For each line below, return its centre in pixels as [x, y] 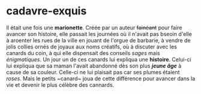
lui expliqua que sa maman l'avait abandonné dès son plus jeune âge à [94, 66]
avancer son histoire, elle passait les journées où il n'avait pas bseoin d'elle [99, 34]
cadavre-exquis [46, 11]
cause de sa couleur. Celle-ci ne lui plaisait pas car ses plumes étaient [93, 72]
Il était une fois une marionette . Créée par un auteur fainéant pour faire [94, 28]
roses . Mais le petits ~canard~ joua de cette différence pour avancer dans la [101, 78]
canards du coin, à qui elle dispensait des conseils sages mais [83, 53]
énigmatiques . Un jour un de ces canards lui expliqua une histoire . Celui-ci [99, 59]
